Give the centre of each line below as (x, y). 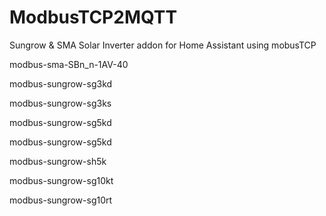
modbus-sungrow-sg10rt (61, 200)
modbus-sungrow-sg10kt (61, 180)
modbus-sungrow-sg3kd (61, 83)
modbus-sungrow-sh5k (58, 161)
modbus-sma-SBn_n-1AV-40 (69, 64)
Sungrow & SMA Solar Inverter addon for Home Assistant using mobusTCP (163, 45)
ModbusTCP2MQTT (93, 17)
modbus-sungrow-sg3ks (60, 103)
